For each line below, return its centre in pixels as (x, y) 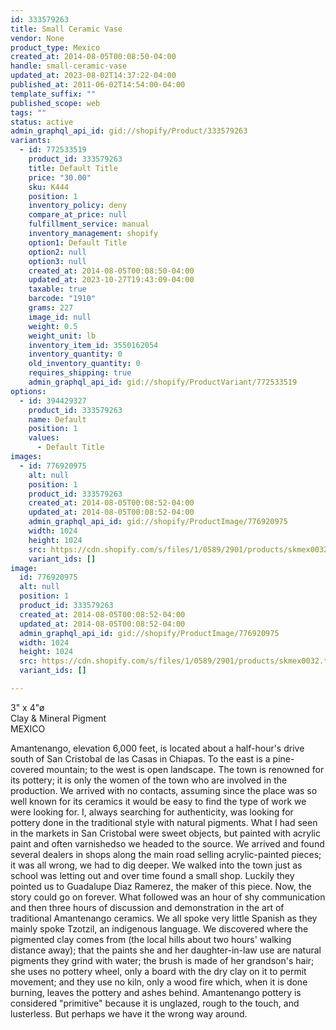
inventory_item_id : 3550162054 (93, 345)
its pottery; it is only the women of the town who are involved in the (149, 780)
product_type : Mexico (55, 47)
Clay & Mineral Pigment (58, 718)
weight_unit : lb (62, 336)
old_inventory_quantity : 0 (84, 364)
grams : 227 (51, 308)
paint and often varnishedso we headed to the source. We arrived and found (167, 843)
